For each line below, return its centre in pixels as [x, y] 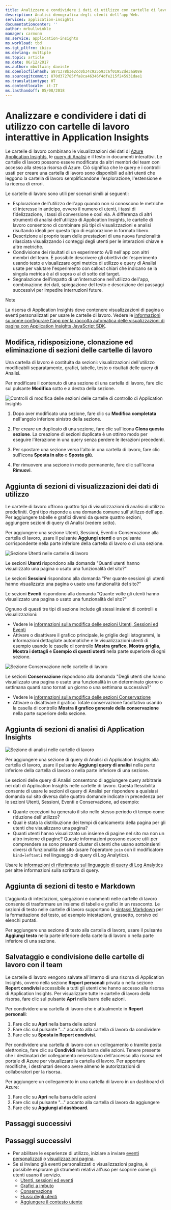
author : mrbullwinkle [28, 29]
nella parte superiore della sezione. [49, 713]
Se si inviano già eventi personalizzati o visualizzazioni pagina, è [80, 1164]
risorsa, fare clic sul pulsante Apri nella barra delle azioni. [66, 999]
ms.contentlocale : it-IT [32, 86]
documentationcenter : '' [32, 24]
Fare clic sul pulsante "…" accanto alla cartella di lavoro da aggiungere [86, 1102]
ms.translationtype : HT [31, 81]
